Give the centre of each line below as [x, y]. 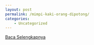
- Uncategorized [31, 23]
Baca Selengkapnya [25, 37]
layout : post [19, 10]
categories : [17, 19]
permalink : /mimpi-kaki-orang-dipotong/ [47, 14]
